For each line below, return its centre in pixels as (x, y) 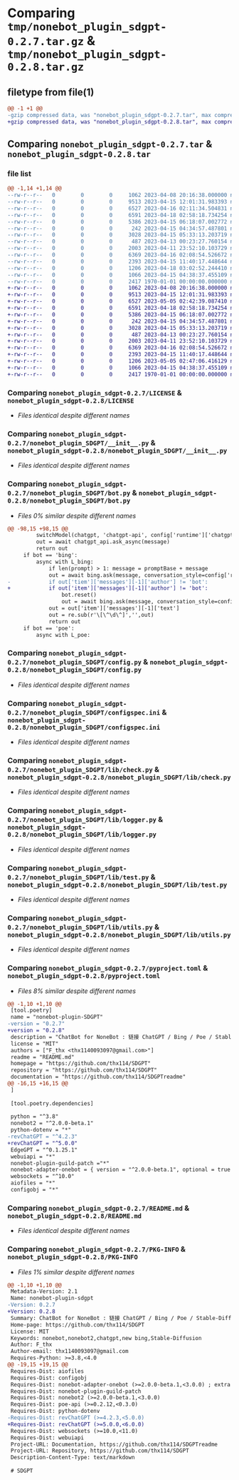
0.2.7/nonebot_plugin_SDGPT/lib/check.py (80, 770)
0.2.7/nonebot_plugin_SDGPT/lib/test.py (78, 877)
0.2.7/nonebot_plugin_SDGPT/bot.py (69, 493)
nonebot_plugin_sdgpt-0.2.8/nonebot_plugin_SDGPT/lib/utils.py (119, 935)
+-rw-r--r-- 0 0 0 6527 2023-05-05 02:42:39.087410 (117, 301)
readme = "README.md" (42, 1057)
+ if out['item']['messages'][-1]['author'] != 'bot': (108, 588)
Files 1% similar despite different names (76, 1272)
